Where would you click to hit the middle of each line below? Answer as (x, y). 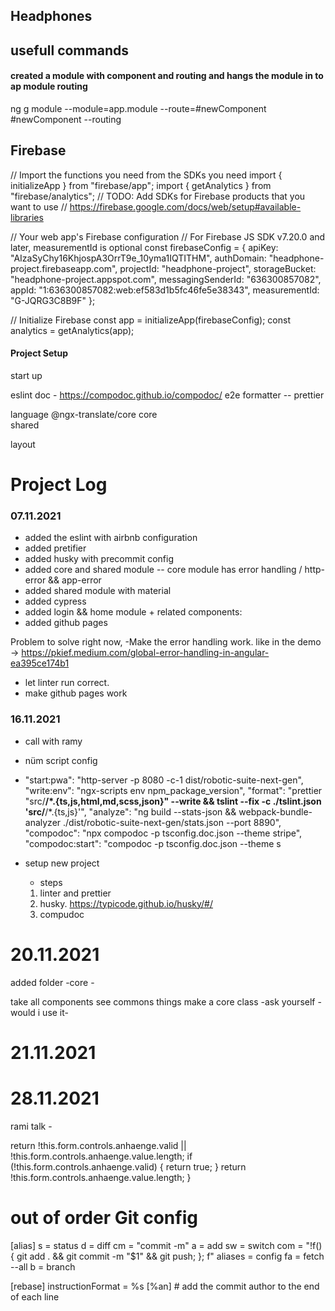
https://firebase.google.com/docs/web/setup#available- (185, 206)
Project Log (59, 485)
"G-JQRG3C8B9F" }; (53, 300)
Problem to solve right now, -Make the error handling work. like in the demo (166, 642)
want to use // (39, 206)
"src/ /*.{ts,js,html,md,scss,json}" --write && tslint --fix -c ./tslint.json (173, 801)
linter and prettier (75, 893)
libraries (27, 217)
